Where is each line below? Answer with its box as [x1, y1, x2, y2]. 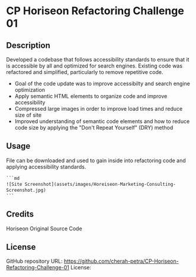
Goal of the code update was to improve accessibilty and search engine [14, 80, 191, 87]
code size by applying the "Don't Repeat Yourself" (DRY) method [14, 124, 173, 131]
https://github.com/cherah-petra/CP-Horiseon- [64, 257, 179, 265]
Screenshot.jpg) [6, 187, 46, 193]
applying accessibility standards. [6, 163, 86, 170]
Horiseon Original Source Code [6, 225, 82, 232]
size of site [14, 111, 42, 118]
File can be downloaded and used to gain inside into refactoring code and [6, 157, 187, 164]
